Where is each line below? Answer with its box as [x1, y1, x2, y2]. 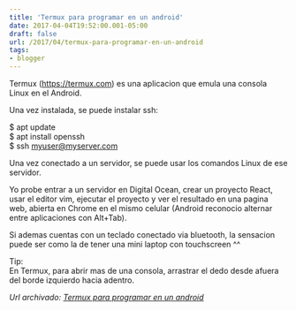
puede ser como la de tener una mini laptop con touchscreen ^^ [9, 239, 241, 249]
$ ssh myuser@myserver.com [9, 140, 118, 151]
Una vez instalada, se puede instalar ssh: [9, 105, 159, 115]
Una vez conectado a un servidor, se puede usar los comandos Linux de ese [9, 158, 288, 168]
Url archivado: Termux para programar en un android [9, 292, 205, 302]
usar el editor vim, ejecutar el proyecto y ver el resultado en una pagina [9, 193, 269, 204]
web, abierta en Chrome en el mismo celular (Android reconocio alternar [9, 203, 273, 213]
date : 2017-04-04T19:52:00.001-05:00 [9, 21, 148, 30]
